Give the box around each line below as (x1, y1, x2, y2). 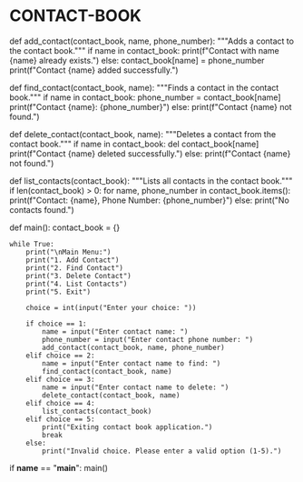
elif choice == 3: (25, 375, 95, 384)
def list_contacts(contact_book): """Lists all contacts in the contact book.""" (9, 175, 293, 186)
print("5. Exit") (25, 287, 92, 296)
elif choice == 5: (25, 415, 95, 424)
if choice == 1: (25, 319, 88, 328)
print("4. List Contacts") (25, 279, 128, 288)
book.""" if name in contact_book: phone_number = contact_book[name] (9, 92, 281, 103)
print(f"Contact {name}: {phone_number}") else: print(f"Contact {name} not (9, 101, 292, 112)
